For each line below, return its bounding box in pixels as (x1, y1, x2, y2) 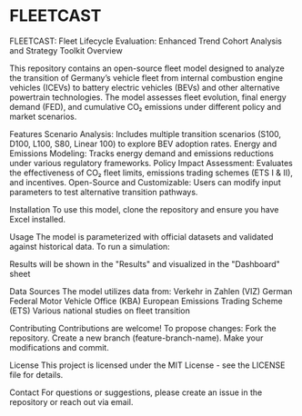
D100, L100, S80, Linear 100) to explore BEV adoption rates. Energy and (9, 138, 277, 149)
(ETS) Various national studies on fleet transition (9, 305, 191, 316)
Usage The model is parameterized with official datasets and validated (9, 231, 274, 242)
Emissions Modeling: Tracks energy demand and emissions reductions (9, 147, 275, 159)
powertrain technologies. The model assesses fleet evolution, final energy (9, 92, 287, 103)
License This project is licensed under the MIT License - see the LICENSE (9, 360, 286, 371)
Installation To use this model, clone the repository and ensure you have (9, 203, 279, 214)
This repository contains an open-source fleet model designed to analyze (9, 63, 285, 74)
